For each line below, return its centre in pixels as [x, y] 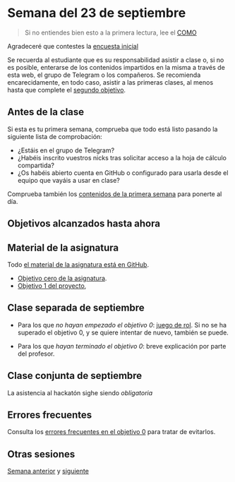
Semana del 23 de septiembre [97, 13]
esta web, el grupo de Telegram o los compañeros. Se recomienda [104, 75]
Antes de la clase [46, 112]
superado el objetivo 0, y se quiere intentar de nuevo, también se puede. [123, 332]
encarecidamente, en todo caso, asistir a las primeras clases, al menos [110, 82]
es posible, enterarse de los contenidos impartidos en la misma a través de [116, 67]
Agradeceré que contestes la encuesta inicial [73, 46]
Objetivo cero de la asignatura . [62, 278]
